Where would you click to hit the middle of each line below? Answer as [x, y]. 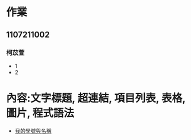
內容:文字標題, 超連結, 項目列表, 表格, [96, 98]
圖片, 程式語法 [40, 113]
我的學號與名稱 [33, 130]
